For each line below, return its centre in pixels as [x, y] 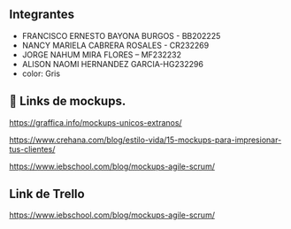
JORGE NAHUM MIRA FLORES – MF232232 [102, 54]
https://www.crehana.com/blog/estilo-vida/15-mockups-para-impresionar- [145, 140]
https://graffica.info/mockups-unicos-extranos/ [96, 122]
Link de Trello [47, 194]
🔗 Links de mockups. [68, 101]
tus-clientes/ [32, 149]
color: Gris [41, 73]
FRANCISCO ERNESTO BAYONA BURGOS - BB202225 [121, 35]
